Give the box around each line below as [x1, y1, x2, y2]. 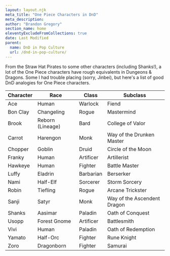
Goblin [37, 145, 53, 152]
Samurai [107, 242, 127, 249]
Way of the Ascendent [107, 195, 160, 202]
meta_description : [5, 17, 44, 22]
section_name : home [5, 26, 47, 31]
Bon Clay [8, 108, 29, 115]
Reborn [37, 117, 55, 124]
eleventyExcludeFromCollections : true [5, 31, 87, 36]
